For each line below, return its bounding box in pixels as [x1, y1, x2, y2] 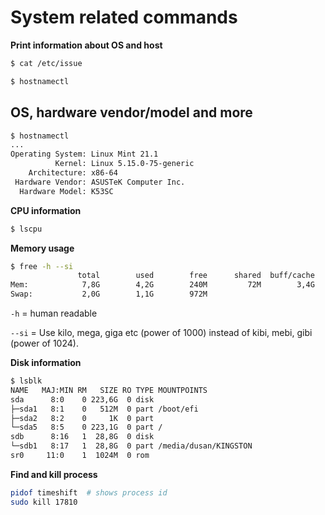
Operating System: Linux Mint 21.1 [10, 149, 159, 160]
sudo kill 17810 [10, 497, 78, 507]
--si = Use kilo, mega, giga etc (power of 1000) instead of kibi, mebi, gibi [10, 327, 313, 338]
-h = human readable [10, 307, 98, 319]
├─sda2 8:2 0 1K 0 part [10, 413, 155, 423]
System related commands [10, 6, 238, 29]
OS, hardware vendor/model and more [10, 104, 253, 121]
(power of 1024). [10, 337, 79, 349]
